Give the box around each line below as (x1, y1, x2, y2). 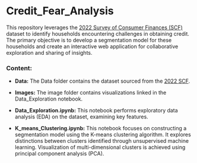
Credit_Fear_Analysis (6, 4, 114, 18)
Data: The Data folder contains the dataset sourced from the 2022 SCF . (14, 77, 190, 84)
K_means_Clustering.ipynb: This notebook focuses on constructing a (14, 125, 187, 132)
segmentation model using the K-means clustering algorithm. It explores (14, 131, 191, 138)
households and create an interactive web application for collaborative (6, 43, 179, 50)
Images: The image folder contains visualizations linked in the (14, 89, 167, 96)
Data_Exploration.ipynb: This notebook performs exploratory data (14, 107, 178, 114)
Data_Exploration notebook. (14, 95, 83, 102)
